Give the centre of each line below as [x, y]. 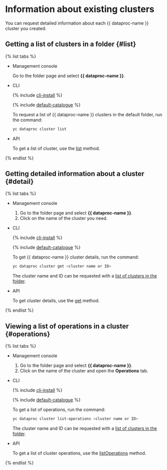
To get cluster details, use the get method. [56, 301]
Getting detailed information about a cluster [75, 174]
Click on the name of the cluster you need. [64, 218]
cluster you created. [26, 28]
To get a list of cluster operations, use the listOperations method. [79, 453]
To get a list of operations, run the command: [59, 410]
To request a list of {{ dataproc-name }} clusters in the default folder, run [87, 114]
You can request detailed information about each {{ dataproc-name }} [77, 23]
